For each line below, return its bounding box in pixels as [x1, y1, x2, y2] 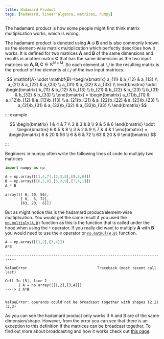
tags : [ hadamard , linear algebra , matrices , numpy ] [5, 12, 113, 17]
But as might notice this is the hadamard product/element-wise [5, 209, 132, 215]
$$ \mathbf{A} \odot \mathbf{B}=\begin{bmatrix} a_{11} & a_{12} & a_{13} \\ [6, 76, 158, 82]
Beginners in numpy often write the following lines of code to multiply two [5, 151, 154, 157]
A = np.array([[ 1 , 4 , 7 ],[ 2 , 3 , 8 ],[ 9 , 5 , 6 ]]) [5, 174, 91, 179]
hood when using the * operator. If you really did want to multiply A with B [5, 225, 154, 230]
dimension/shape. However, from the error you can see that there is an [5, 318, 148, 324]
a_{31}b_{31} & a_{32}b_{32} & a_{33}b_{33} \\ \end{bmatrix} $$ [18, 102, 147, 108]
